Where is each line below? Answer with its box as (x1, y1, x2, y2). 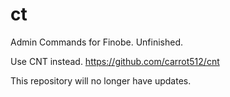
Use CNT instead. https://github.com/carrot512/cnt (10, 55, 220, 67)
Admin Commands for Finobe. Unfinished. (10, 36, 184, 48)
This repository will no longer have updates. (10, 74, 192, 87)
